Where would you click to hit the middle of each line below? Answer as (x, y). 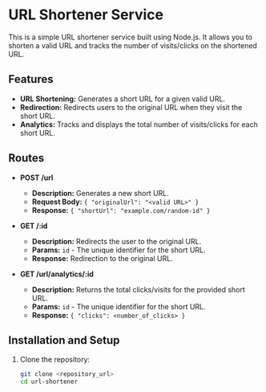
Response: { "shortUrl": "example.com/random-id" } (121, 210)
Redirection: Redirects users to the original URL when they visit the (131, 107)
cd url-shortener (49, 382)
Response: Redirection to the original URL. (103, 258)
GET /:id (34, 226)
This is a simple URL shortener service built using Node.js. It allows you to (130, 37)
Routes (26, 158)
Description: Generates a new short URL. (101, 193)
